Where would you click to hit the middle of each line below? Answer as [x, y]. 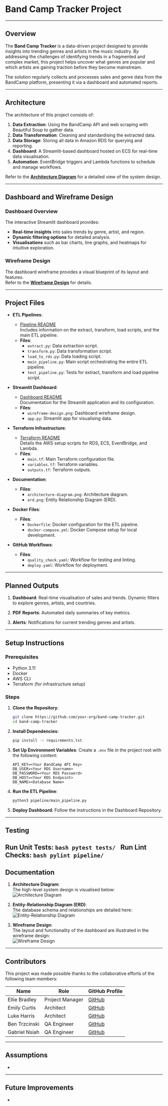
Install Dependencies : [35, 731]
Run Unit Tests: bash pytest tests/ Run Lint [76, 847]
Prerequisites [22, 657]
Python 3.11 [24, 668]
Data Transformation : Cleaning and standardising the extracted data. [84, 135]
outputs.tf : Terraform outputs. [59, 470]
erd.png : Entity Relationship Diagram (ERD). [72, 500]
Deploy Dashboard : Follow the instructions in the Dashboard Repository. [87, 810]
